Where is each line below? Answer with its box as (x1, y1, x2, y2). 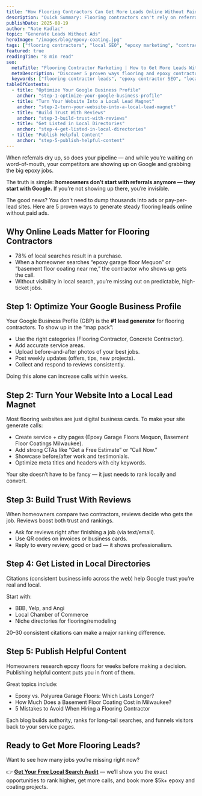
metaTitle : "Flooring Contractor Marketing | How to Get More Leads (11, 64, 187, 71)
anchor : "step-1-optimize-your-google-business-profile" (17, 93, 163, 99)
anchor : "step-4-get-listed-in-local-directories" (17, 126, 147, 132)
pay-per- (165, 196, 188, 203)
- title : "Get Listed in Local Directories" (11, 121, 125, 127)
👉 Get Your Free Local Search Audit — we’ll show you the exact (6, 768, 168, 776)
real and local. (6, 581, 41, 588)
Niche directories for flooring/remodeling (14, 617, 117, 625)
